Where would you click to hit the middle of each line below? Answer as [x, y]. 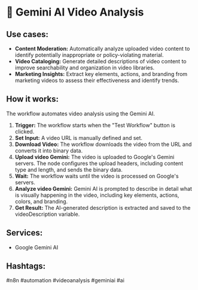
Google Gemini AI [36, 247]
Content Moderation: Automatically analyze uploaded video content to [102, 48]
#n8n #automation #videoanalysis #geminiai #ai [65, 280]
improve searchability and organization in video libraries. [85, 68]
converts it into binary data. [48, 150]
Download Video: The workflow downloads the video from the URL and [103, 144]
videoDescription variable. [47, 214]
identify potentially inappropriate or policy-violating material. [89, 55]
